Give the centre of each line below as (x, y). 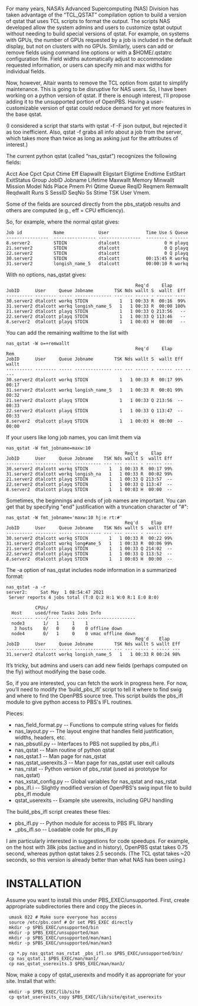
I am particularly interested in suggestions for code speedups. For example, (98, 841)
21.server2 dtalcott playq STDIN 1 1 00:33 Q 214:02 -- (89, 549)
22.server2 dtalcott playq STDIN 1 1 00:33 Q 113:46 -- (96, 316)
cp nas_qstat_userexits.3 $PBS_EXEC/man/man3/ (67, 963)
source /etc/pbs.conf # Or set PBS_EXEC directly (71, 922)
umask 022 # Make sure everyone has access (63, 917)
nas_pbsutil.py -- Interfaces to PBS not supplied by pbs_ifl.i (87, 744)
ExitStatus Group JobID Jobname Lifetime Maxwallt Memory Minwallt (90, 180)
